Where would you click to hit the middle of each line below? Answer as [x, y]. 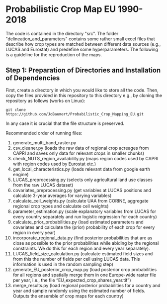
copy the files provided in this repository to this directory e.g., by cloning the [84, 95]
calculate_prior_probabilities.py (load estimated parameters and [78, 222]
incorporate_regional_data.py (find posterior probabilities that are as [83, 238]
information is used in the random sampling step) [63, 264]
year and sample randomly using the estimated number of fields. [79, 291]
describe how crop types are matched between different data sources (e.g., [83, 44]
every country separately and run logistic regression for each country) [85, 216]
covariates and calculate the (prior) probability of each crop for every [84, 227]
